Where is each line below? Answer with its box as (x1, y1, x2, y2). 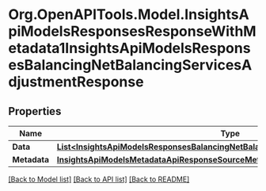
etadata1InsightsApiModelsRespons (8, 40, 251, 57)
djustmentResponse (8, 73, 144, 91)
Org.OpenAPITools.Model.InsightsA (8, 6, 249, 24)
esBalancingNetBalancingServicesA (8, 56, 253, 74)
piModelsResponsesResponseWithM (8, 22, 256, 40)
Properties (8, 105, 62, 118)
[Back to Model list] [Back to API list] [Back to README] (8, 174, 190, 184)
